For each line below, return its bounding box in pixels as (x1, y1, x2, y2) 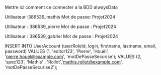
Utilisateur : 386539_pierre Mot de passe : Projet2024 (5, 23, 116, 29)
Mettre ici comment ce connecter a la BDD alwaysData (5, 4, 118, 10)
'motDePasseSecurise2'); (5, 64, 58, 70)
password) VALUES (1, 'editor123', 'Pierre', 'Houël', (5, 48, 109, 54)
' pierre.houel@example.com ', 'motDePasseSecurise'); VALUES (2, (5, 53, 142, 59)
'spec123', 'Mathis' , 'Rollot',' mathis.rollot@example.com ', (5, 59, 123, 64)
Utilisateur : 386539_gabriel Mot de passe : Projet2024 (5, 33, 119, 39)
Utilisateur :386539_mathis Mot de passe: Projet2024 (5, 14, 116, 19)
